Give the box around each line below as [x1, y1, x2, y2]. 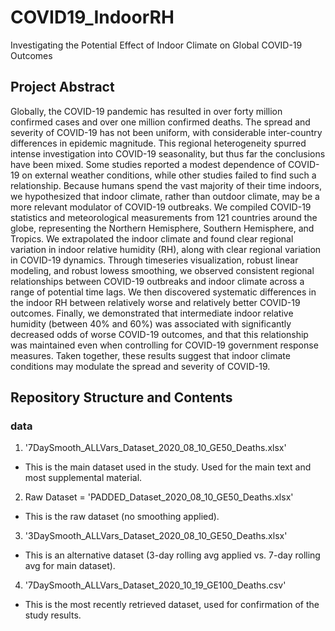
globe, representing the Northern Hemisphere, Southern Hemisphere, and [10, 222, 315, 234]
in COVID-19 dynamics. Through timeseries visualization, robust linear [10, 254, 299, 266]
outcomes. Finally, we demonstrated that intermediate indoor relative [10, 307, 294, 319]
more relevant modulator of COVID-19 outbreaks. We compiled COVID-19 [10, 201, 312, 213]
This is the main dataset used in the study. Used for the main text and [24, 461, 312, 473]
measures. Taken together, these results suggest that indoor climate [10, 349, 291, 361]
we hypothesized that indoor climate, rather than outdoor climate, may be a [10, 190, 320, 202]
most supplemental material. [24, 472, 143, 484]
